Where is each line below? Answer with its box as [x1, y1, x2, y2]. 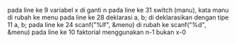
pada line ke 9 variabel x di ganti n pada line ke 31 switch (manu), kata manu [7, 6, 230, 14]
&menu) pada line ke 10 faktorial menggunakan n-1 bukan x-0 [7, 28, 186, 36]
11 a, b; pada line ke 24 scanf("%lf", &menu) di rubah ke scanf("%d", [7, 21, 206, 28]
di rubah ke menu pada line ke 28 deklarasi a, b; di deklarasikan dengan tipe [7, 13, 230, 21]
